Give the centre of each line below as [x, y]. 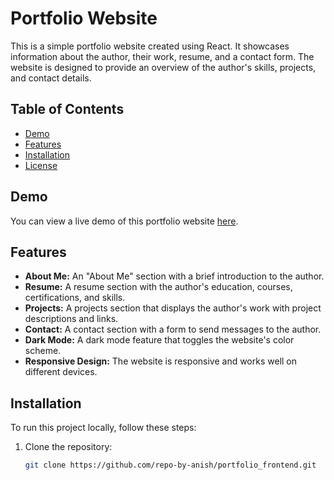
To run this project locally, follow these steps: [103, 428]
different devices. [61, 372]
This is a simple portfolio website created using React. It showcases [150, 46]
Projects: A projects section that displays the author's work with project [173, 308]
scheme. [43, 351]
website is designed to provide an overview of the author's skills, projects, [163, 67]
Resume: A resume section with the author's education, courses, [158, 287]
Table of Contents [67, 109]
